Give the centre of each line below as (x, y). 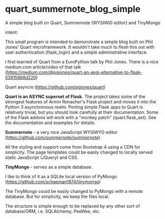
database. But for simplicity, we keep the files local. (57, 196)
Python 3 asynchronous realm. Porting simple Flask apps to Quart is (74, 107)
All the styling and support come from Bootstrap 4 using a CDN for (73, 147)
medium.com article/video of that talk (43, 67)
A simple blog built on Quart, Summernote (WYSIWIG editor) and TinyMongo (83, 23)
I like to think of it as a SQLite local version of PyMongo (61, 176)
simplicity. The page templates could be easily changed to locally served (79, 152)
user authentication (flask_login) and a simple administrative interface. (76, 52)
